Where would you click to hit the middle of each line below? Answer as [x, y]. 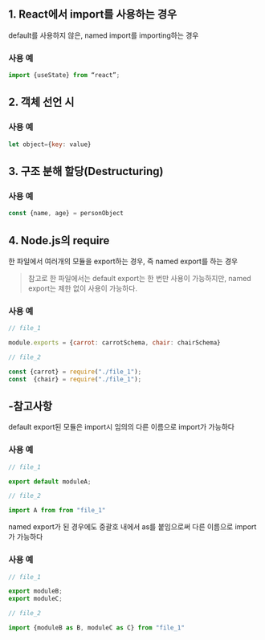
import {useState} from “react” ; [64, 75]
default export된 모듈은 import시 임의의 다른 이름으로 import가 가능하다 [122, 427]
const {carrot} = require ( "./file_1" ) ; [75, 372]
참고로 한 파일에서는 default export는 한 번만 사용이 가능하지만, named [139, 278]
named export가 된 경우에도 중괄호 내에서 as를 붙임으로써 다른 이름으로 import [132, 527]
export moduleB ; [35, 591]
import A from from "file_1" [57, 511]
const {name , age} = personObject [66, 214]
